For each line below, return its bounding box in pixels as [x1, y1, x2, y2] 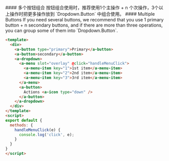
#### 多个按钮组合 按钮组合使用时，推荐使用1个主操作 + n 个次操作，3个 [5, 5, 159, 11]
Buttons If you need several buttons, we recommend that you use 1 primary [5, 17, 164, 22]
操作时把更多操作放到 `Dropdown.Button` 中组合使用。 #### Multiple [9, 11, 155, 17]
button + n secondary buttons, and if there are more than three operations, [5, 22, 163, 28]
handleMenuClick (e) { [14, 127, 60, 132]
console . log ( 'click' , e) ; [18, 132, 74, 137]
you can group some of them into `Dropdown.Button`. [5, 28, 118, 34]
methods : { [10, 122, 33, 128]
